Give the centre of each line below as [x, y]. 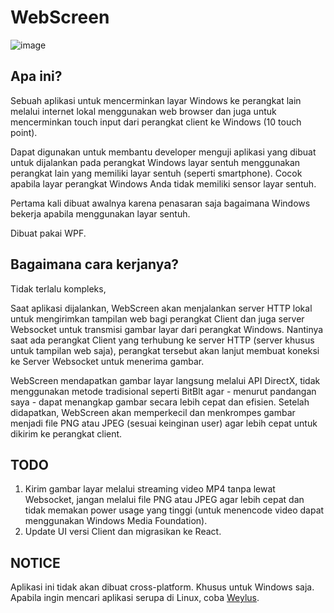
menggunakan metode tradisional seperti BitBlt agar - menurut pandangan [163, 391]
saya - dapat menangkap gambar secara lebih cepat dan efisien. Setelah [160, 402]
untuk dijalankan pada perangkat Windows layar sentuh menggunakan [155, 162]
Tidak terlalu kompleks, [58, 288]
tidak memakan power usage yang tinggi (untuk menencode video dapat [174, 510]
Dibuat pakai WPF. [48, 233]
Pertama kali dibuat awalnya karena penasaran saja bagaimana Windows [160, 203]
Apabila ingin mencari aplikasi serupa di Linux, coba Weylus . [135, 598]
